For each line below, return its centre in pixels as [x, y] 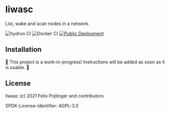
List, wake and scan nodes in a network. [48, 24]
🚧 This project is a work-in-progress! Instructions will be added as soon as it [85, 62]
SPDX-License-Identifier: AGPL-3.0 [42, 105]
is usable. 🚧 [17, 67]
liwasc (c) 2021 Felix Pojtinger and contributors [54, 96]
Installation [23, 50]
